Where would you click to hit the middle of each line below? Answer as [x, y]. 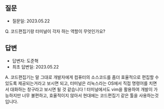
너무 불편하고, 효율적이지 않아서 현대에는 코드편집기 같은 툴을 [80, 95]
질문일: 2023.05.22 [31, 21]
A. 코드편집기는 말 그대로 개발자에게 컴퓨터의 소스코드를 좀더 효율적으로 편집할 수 [82, 77]
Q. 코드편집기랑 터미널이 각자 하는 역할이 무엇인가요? [55, 31]
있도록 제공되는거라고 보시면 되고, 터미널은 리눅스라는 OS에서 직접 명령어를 [76, 83]
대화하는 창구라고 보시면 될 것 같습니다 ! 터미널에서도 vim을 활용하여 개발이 [81, 89]
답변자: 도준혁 [25, 61]
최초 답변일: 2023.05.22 [35, 67]
